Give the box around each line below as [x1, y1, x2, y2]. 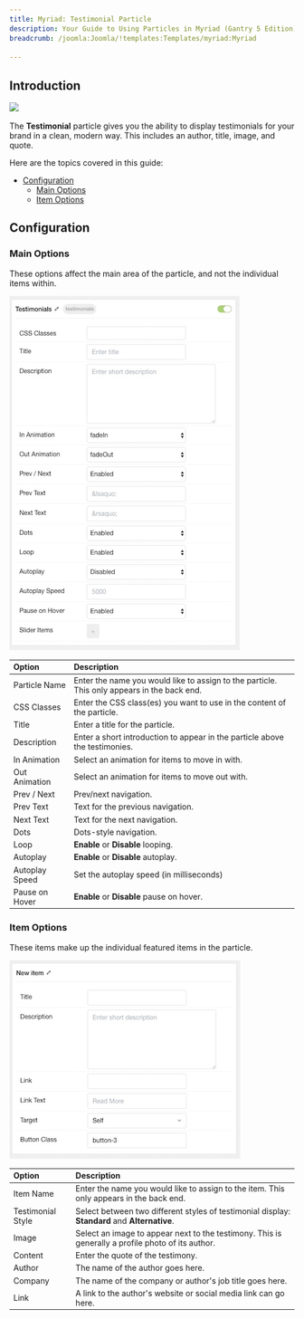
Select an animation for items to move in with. [73, 754, 242, 765]
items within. [9, 277, 57, 289]
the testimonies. [73, 741, 134, 752]
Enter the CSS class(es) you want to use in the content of [73, 697, 287, 708]
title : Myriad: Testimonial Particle [9, 14, 152, 24]
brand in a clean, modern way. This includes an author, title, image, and [9, 130, 276, 141]
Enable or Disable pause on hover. [73, 892, 204, 903]
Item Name [13, 1188, 54, 1199]
